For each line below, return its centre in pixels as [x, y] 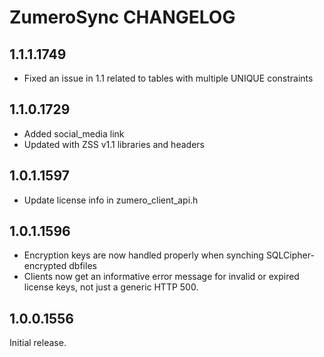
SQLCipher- [290, 255]
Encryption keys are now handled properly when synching [143, 255]
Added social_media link [74, 133]
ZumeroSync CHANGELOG [122, 17]
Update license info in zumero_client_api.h [111, 200]
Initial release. [38, 343]
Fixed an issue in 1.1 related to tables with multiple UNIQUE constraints [168, 78]
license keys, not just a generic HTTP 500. [111, 287]
